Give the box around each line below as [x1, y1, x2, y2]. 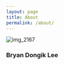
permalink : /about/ [6, 20, 55, 26]
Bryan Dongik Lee [6, 51, 58, 60]
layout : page [6, 8, 39, 15]
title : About [6, 14, 39, 20]
